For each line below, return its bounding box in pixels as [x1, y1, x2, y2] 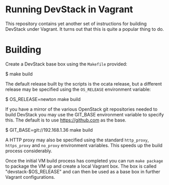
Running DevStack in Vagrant [5, 4, 134, 15]
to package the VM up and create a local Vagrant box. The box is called [5, 163, 157, 169]
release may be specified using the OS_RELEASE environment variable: [5, 86, 151, 92]
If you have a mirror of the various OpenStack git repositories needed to [5, 106, 158, 112]
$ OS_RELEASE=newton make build [5, 96, 81, 102]
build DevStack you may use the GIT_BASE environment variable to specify [5, 111, 164, 117]
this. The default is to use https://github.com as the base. [5, 117, 127, 123]
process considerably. [5, 148, 52, 154]
